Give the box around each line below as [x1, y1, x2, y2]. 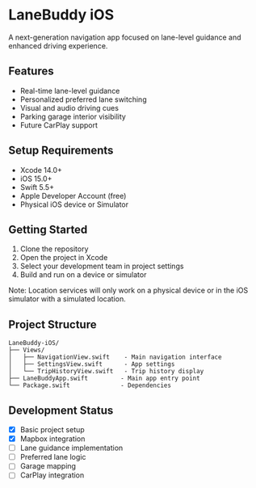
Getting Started [8, 222, 88, 236]
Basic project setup [19, 425, 85, 434]
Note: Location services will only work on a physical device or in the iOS [8, 285, 249, 296]
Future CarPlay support [19, 120, 99, 130]
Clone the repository [19, 244, 89, 254]
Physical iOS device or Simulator [19, 200, 129, 209]
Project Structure [8, 318, 97, 331]
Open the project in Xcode [19, 253, 108, 263]
